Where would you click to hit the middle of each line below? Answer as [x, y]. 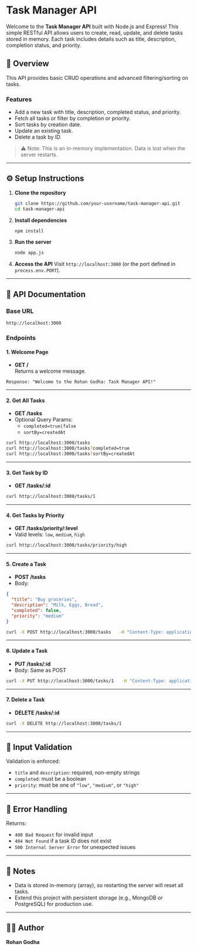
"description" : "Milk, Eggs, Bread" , [57, 605]
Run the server [33, 242]
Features [19, 99]
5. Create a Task [26, 564]
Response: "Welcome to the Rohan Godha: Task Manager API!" [81, 382]
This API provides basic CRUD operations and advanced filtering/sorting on [97, 78]
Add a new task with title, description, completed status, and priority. [98, 112]
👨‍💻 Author [25, 928]
